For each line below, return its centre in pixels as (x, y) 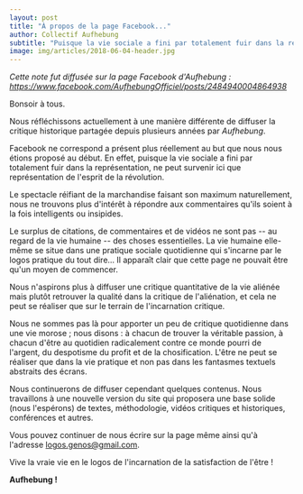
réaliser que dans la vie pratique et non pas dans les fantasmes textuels (143, 362)
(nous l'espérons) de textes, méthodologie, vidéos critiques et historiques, (147, 408)
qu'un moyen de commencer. (64, 270)
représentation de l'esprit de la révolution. (87, 178)
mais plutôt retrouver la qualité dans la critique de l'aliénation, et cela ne (143, 297)
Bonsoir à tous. (37, 104)
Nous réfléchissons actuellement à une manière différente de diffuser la (142, 122)
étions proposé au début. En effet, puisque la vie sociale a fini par (131, 158)
